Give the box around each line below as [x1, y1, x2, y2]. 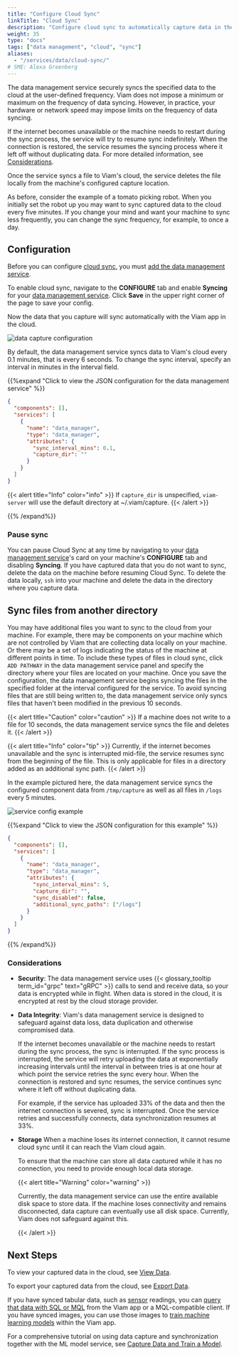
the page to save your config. [7, 298, 94, 307]
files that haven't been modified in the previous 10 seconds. [7, 699, 183, 707]
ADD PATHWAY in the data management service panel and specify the [7, 660, 204, 670]
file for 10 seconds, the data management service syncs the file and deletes [7, 720, 230, 729]
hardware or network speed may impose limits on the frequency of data [7, 105, 218, 114]
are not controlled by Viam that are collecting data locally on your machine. [7, 638, 228, 647]
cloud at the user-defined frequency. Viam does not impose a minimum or [7, 90, 224, 99]
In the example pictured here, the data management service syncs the [7, 778, 213, 786]
